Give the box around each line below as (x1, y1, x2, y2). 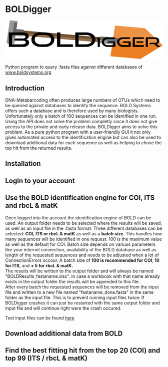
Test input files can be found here (5, 314, 75, 321)
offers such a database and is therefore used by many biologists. (5, 108, 139, 114)
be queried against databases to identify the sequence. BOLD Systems (5, 103, 151, 109)
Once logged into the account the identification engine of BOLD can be (5, 214, 151, 221)
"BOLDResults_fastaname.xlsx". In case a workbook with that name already (5, 273, 160, 279)
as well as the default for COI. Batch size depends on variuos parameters (5, 241, 156, 247)
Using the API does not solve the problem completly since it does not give (5, 119, 157, 125)
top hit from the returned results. (5, 145, 72, 151)
